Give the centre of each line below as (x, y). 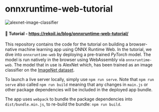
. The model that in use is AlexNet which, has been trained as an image (82, 65)
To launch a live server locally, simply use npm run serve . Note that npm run (79, 80)
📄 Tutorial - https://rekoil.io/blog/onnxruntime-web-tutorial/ (67, 33)
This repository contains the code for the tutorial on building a (67, 44)
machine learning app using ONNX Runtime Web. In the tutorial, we (85, 49)
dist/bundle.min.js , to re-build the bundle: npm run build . (63, 104)
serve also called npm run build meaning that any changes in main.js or (77, 85)
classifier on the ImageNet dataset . (40, 70)
